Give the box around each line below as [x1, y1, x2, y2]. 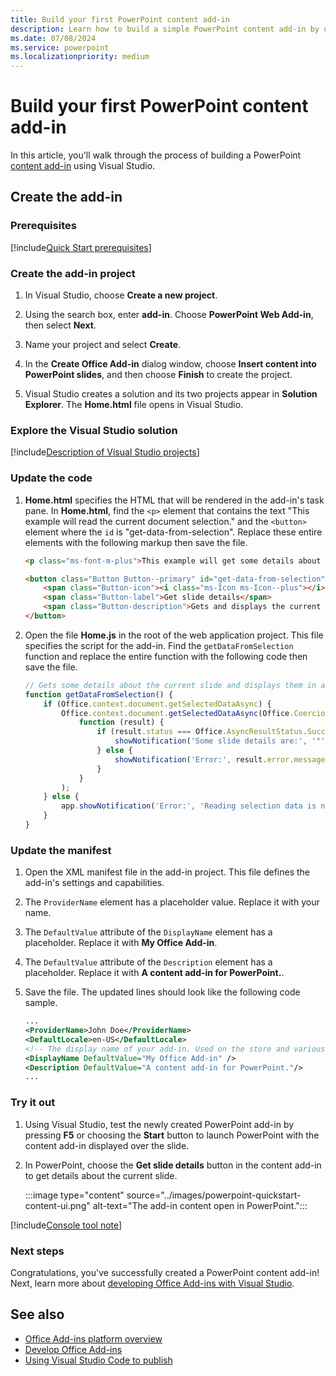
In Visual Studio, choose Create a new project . [24, 289, 218, 301]
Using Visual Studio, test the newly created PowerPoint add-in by [24, 1118, 295, 1130]
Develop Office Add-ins [24, 1343, 123, 1355]
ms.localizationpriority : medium [10, 52, 150, 62]
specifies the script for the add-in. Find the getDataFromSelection [24, 639, 294, 651]
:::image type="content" [24, 1189, 125, 1201]
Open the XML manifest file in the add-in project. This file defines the [24, 866, 311, 878]
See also [10, 1306, 65, 1323]
